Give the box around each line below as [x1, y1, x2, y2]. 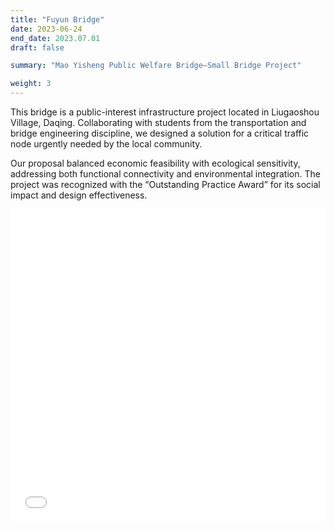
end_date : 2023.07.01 [10, 33, 101, 43]
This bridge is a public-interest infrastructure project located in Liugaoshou [10, 106, 320, 118]
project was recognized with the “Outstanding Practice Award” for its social [10, 179, 321, 190]
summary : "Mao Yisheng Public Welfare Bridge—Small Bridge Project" [10, 61, 302, 71]
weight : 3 [10, 79, 52, 89]
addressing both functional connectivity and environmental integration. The [10, 168, 321, 180]
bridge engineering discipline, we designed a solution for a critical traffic [10, 127, 310, 139]
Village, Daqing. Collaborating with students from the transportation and [10, 117, 307, 128]
